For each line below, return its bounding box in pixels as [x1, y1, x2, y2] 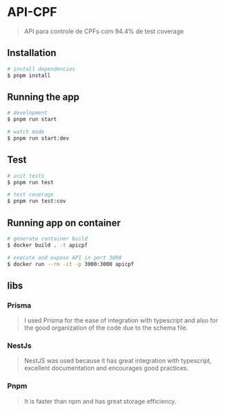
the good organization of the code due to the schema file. [23, 323, 188, 332]
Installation [7, 47, 57, 59]
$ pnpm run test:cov [7, 198, 67, 205]
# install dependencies [7, 65, 76, 73]
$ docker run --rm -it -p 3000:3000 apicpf [7, 260, 135, 267]
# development [7, 109, 48, 116]
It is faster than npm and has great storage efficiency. [23, 397, 177, 405]
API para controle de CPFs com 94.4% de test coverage [23, 27, 184, 35]
